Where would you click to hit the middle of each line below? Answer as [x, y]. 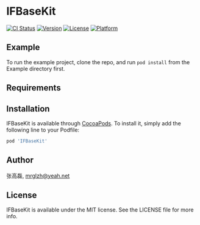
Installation [28, 109]
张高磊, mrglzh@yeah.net [38, 175]
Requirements [34, 88]
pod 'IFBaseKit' [27, 141]
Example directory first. [36, 68]
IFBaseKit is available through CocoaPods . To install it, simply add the [94, 123]
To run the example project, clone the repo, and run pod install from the [98, 62]
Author [20, 160]
